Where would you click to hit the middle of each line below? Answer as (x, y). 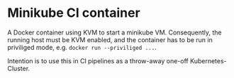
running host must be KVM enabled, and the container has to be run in (110, 39)
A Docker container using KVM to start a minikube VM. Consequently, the (115, 32)
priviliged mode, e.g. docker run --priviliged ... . (82, 47)
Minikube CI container (74, 13)
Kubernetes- (208, 60)
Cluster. (19, 68)
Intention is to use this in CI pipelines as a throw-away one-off (98, 60)
